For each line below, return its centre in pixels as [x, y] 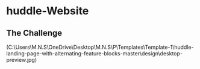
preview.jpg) [22, 60]
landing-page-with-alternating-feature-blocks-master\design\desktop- [94, 54]
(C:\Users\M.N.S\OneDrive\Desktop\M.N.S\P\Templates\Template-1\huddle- [100, 47]
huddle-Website [48, 11]
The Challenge [34, 33]
